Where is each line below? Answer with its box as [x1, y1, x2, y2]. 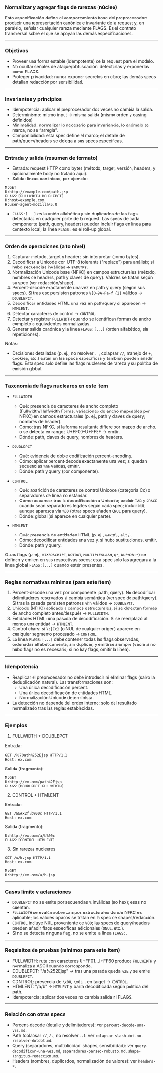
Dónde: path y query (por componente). [19, 468, 99, 474]
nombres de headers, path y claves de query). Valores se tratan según [12, 274, 153, 281]
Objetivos [5, 47, 29, 54]
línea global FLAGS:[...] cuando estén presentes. [5, 562, 104, 568]
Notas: [5, 341, 18, 347]
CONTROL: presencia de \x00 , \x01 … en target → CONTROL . [12, 979, 129, 984]
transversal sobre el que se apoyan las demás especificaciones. [5, 31, 133, 36]
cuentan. [12, 904, 30, 910]
